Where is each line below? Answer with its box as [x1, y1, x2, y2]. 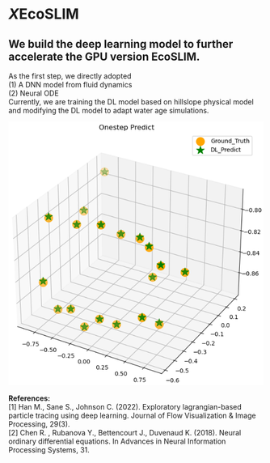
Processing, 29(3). [8, 419, 70, 429]
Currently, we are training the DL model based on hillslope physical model [8, 97, 255, 106]
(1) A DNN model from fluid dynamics [8, 80, 133, 89]
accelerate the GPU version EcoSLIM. [8, 49, 200, 63]
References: [8, 393, 51, 403]
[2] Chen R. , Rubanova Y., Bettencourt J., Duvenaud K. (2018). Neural [8, 428, 242, 438]
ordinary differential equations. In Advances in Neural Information [8, 436, 226, 446]
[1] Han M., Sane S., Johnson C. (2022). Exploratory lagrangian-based [8, 402, 243, 412]
